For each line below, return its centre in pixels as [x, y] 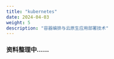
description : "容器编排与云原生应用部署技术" [57, 28]
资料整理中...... [28, 50]
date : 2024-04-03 [28, 17]
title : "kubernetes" [32, 12]
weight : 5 [19, 22]
